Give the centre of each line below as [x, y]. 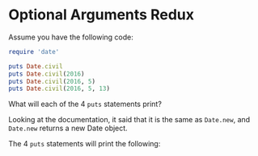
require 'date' [34, 51]
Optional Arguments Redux [101, 15]
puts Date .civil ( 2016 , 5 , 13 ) [59, 89]
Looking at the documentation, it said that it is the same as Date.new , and [129, 120]
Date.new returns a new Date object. [68, 128]
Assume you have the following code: [71, 37]
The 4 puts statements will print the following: [85, 144]
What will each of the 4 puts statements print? [85, 104]
